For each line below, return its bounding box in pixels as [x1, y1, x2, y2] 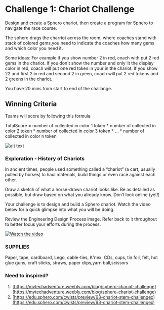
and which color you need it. [5, 45, 63, 51]
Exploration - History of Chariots [5, 155, 85, 162]
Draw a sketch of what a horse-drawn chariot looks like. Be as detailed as [5, 187, 155, 193]
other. [5, 177, 17, 183]
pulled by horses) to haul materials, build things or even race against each [5, 172, 156, 178]
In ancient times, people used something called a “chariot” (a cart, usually [5, 166, 156, 172]
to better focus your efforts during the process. [5, 221, 101, 227]
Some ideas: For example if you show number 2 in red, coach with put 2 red [5, 54, 160, 60]
